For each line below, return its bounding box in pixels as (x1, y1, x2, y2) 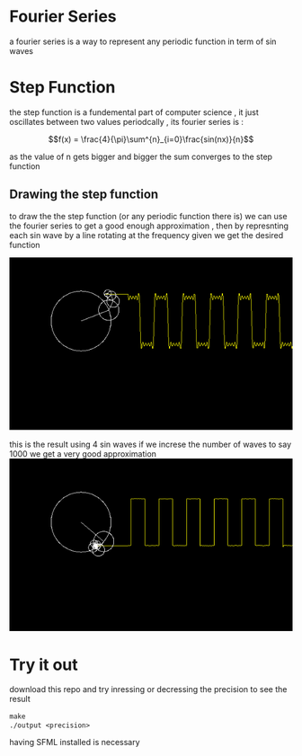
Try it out (9, 654, 78, 675)
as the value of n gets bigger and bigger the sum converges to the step (9, 151, 272, 162)
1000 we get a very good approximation (9, 449, 157, 459)
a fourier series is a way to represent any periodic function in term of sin (9, 36, 277, 47)
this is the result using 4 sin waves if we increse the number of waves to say (9, 439, 292, 450)
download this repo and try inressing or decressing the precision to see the (9, 684, 288, 695)
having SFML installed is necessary (9, 737, 141, 748)
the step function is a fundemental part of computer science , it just (9, 106, 259, 118)
